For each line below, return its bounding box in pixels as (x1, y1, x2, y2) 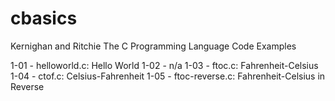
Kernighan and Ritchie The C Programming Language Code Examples (10, 40, 297, 52)
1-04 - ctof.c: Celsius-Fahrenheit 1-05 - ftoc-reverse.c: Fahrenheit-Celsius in (10, 70, 326, 82)
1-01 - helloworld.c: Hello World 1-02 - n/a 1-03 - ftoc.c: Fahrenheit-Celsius (10, 59, 319, 71)
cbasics (10, 7, 78, 30)
